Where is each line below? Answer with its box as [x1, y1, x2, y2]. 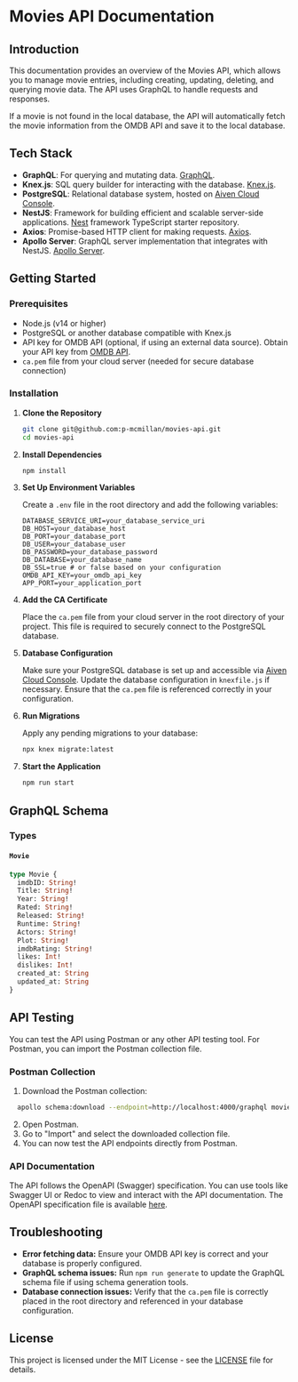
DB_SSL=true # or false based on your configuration [21, 563, 222, 573]
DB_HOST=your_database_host [21, 525, 126, 534]
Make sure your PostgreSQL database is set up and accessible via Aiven [21, 665, 287, 676]
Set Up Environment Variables [21, 482, 136, 493]
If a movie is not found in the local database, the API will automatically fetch [9, 111, 286, 121]
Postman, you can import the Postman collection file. [9, 1043, 202, 1054]
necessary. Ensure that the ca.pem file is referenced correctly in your [21, 684, 272, 695]
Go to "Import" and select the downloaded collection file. [21, 1128, 231, 1139]
